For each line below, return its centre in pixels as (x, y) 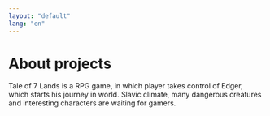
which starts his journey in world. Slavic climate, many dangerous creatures (135, 95)
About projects (60, 64)
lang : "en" (27, 24)
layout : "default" (39, 16)
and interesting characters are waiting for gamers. (92, 103)
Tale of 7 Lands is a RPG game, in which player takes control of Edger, (126, 86)
